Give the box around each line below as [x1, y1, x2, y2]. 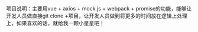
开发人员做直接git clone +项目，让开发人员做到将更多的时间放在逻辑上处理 [6, 12, 187, 19]
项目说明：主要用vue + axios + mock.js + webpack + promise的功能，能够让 [6, 5, 192, 12]
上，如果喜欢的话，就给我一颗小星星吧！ [6, 20, 105, 26]
